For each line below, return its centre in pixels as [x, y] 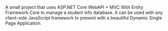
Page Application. [23, 23]
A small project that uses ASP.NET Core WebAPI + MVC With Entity [74, 7]
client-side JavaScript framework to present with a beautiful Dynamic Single [84, 18]
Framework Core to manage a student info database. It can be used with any [84, 12]
